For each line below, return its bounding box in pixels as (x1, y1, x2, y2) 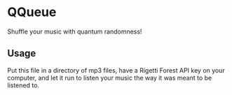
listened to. (7, 81, 40, 89)
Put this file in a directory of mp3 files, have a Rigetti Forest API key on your (7, 66, 226, 74)
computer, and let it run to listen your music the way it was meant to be (7, 73, 212, 82)
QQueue (7, 4, 57, 20)
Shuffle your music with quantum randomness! (7, 27, 142, 36)
